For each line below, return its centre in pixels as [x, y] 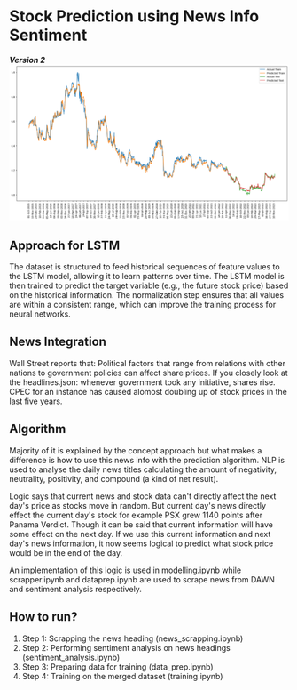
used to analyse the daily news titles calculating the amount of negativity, [143, 469]
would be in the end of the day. [66, 552]
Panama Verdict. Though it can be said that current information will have [141, 524]
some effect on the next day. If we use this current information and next [140, 534]
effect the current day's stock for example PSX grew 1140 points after [136, 515]
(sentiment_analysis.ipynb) [71, 657]
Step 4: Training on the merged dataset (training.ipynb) [122, 676]
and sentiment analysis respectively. [75, 589]
